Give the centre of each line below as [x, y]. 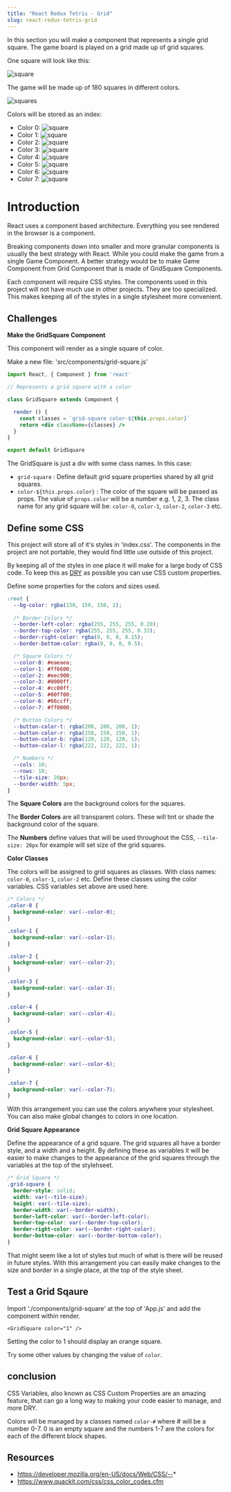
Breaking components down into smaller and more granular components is [113, 247]
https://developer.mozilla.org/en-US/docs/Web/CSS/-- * [96, 1474]
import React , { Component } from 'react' [69, 375]
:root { [18, 599]
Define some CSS [46, 528]
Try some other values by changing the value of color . [85, 1354]
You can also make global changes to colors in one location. [93, 1117]
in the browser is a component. [51, 233]
